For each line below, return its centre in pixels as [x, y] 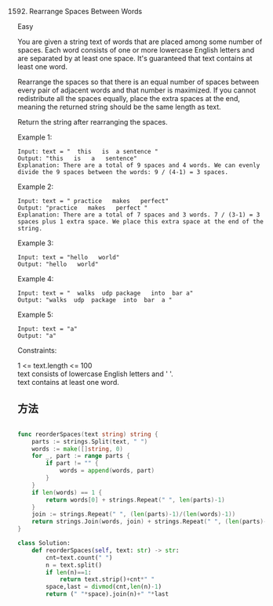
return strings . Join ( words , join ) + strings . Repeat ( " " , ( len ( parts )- [149, 522]
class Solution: [44, 543]
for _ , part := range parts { [81, 456]
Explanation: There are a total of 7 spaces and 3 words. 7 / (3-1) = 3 [139, 215]
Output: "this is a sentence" [77, 158]
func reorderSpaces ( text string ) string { [88, 434]
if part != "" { [72, 463]
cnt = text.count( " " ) [79, 557]
